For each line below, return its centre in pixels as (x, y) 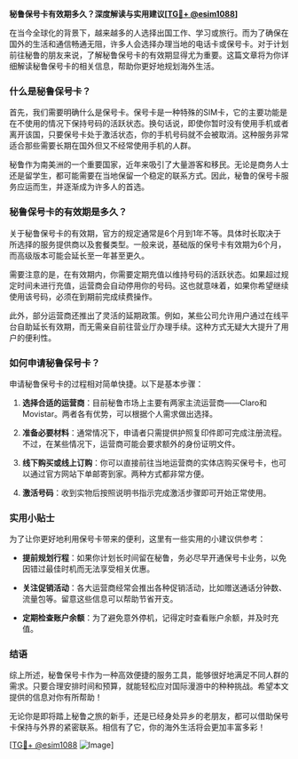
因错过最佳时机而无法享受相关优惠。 (88, 569)
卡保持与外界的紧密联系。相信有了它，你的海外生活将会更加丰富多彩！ (137, 727)
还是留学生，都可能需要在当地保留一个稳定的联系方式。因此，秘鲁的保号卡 (145, 176)
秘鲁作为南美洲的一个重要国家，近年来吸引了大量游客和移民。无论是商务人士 (149, 164)
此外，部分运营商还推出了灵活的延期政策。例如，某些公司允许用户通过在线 (145, 316)
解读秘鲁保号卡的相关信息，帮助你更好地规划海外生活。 (118, 66)
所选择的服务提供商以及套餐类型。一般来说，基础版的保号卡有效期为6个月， (148, 244)
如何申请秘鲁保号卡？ (55, 363)
